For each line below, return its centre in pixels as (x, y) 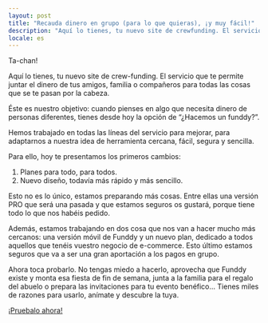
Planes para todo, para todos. (69, 172)
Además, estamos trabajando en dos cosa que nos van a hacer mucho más (132, 229)
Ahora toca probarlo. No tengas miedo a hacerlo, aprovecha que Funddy (128, 269)
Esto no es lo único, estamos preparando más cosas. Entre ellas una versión (134, 196)
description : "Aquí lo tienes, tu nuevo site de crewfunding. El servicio (135, 30)
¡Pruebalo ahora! (35, 311)
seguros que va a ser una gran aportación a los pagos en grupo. (114, 254)
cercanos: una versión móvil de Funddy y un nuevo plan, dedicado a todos (131, 237)
